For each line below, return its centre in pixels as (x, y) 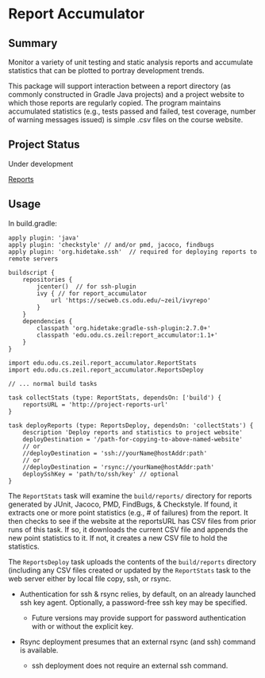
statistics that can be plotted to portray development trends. (106, 71)
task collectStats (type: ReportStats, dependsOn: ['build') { (115, 398)
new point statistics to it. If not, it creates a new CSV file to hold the (118, 537)
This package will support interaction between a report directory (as (120, 86)
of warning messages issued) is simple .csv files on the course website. (126, 119)
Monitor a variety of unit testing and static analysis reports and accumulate (131, 62)
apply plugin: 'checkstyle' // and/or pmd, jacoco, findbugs (111, 245)
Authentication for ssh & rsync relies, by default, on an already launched (138, 594)
